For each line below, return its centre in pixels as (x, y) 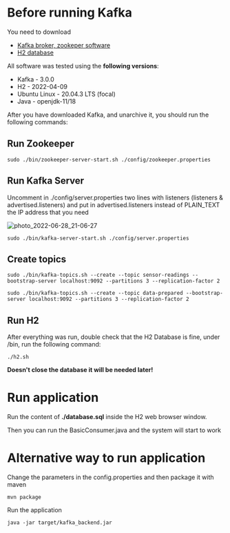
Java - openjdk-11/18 (46, 101)
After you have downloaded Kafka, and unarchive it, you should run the (108, 115)
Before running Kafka (70, 13)
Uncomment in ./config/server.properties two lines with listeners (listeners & (115, 197)
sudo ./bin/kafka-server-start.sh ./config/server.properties (98, 238)
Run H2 (23, 320)
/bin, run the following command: (54, 345)
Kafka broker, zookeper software (64, 45)
